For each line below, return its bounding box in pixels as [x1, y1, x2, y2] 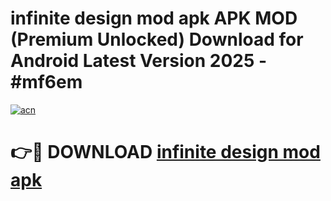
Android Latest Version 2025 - [10, 50, 268, 72]
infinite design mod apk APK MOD [10, 7, 298, 30]
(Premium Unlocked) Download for [10, 28, 304, 51]
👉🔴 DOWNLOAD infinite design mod [10, 141, 321, 164]
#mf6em [10, 71, 83, 94]
